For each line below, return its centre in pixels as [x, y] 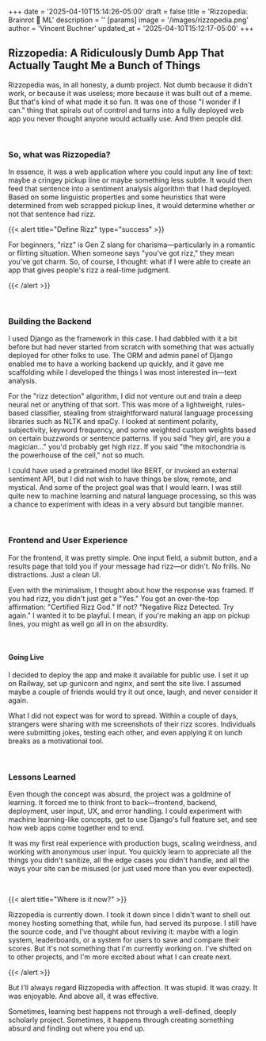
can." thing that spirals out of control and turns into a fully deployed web [126, 110]
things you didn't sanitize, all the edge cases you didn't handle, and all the [129, 860]
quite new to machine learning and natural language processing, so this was [132, 496]
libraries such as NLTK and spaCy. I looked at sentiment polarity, [113, 422]
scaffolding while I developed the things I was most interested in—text [123, 372]
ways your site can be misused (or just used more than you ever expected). [131, 869]
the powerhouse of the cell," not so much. [76, 455]
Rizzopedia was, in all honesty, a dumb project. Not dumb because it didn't [130, 85]
